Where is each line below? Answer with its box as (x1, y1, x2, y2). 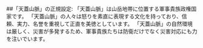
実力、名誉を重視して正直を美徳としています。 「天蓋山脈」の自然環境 (16, 20, 193, 27)
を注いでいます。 (6, 35, 48, 42)
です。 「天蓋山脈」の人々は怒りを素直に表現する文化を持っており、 (11, 13, 182, 20)
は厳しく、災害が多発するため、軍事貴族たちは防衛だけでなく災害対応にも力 (6, 28, 198, 35)
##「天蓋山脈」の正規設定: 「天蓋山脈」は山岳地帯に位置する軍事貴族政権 (6, 5, 191, 12)
